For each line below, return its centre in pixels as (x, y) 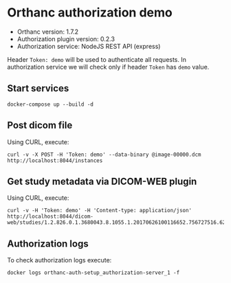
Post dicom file (40, 125)
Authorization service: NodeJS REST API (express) (89, 46)
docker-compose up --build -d (51, 104)
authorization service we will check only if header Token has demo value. (108, 67)
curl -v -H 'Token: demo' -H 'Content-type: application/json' (100, 211)
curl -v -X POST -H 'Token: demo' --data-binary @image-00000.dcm (104, 155)
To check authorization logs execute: (59, 260)
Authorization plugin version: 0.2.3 (66, 38)
